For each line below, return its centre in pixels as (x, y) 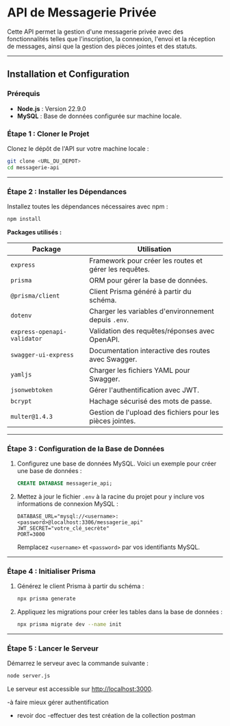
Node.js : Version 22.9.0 (52, 108)
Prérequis (24, 94)
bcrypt (21, 401)
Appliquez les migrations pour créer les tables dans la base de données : (120, 612)
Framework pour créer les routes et (146, 261)
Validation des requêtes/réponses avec (152, 330)
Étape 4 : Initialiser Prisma (51, 571)
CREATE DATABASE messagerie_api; (65, 484)
